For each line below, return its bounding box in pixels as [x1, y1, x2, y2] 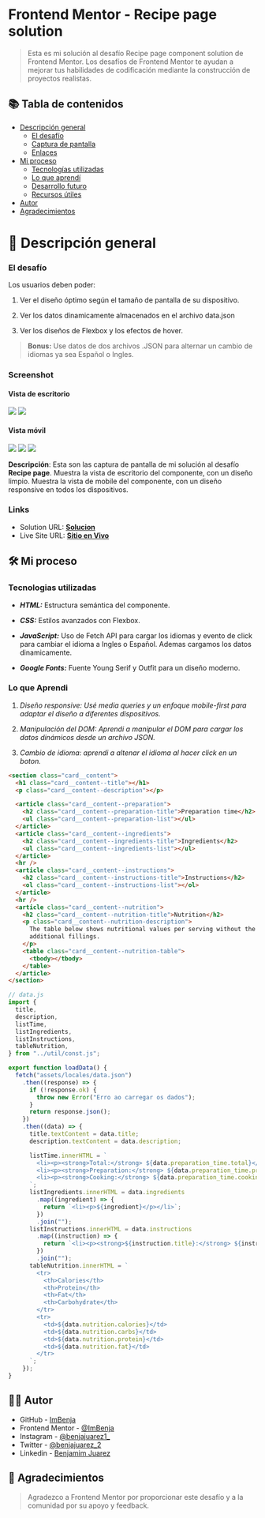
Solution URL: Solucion [19, 522, 96, 532]
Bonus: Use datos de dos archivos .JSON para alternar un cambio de [27, 341, 253, 351]
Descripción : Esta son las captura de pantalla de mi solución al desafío [8, 460, 239, 469]
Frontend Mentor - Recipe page [8, 6, 217, 24]
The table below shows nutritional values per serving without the [28, 926, 256, 934]
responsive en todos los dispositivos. [8, 484, 129, 494]
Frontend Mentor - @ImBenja [19, 1423, 114, 1433]
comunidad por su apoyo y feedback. [27, 1501, 150, 1510]
